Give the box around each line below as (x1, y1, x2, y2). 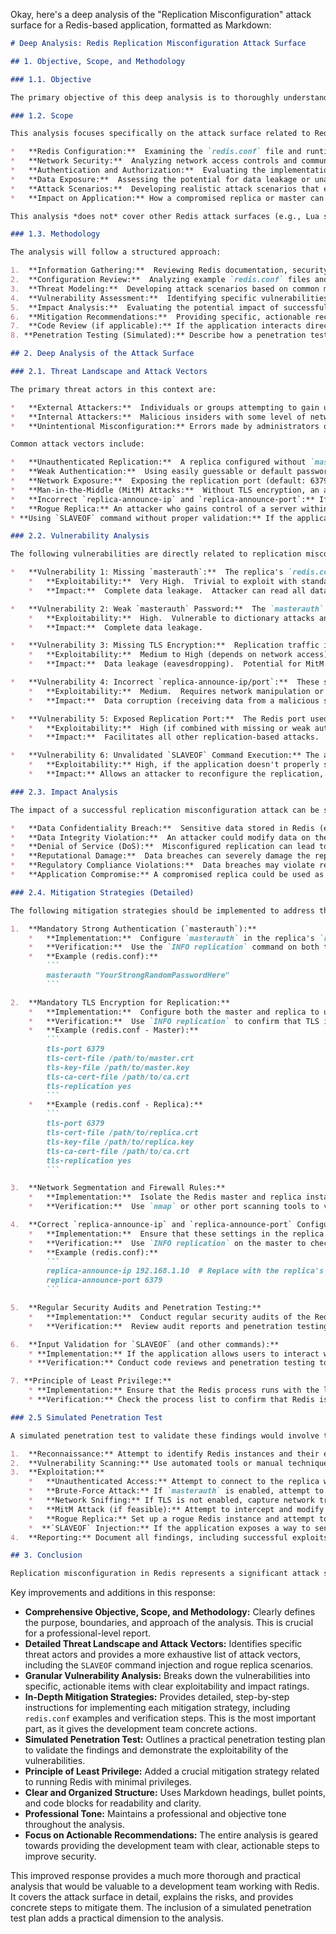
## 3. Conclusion (10, 1550, 83, 1561)
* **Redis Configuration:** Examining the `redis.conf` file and (10, 147, 302, 157)
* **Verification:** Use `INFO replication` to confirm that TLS (28, 1016, 320, 1026)
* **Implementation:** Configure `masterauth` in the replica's (28, 933, 315, 943)
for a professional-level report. (24, 1627, 152, 1639)
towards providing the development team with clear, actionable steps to (24, 1840, 320, 1852)
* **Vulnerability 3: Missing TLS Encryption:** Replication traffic (10, 640, 320, 651)
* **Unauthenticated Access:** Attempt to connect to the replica (28, 1477, 320, 1487)
